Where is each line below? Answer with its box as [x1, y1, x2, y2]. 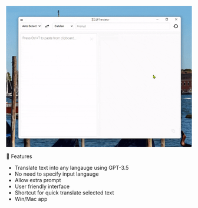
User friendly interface [14, 183, 70, 190]
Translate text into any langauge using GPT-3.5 [14, 164, 129, 171]
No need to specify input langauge [14, 170, 99, 177]
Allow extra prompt [14, 176, 61, 183]
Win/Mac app [14, 195, 48, 202]
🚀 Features [6, 153, 32, 160]
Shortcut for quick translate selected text [14, 189, 114, 196]
